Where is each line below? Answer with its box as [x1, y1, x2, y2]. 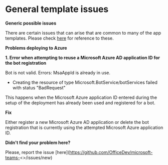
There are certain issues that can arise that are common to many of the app [5, 30, 161, 36]
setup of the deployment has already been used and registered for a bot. [5, 99, 155, 106]
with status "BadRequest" [12, 84, 66, 91]
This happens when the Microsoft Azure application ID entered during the [5, 94, 157, 100]
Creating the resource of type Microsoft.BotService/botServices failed [12, 79, 158, 85]
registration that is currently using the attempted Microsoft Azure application [5, 124, 163, 130]
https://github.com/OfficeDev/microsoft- [69, 149, 153, 155]
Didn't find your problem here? [5, 139, 71, 145]
